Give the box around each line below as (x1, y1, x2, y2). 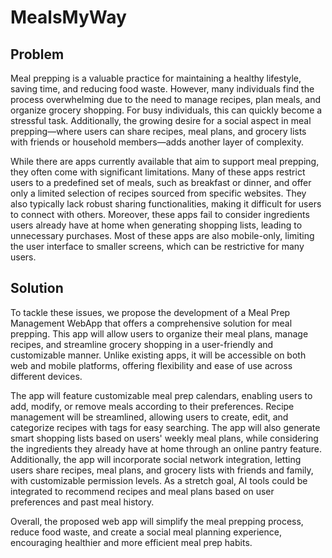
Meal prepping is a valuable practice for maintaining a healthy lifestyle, (10, 72, 302, 84)
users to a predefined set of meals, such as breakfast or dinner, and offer (10, 177, 312, 188)
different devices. (10, 370, 83, 382)
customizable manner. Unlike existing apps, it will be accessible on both (10, 349, 307, 361)
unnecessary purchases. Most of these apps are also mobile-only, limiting (10, 230, 315, 241)
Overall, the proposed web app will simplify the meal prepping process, (10, 515, 304, 527)
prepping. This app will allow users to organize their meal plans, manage (10, 327, 309, 340)
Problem (10, 46, 65, 63)
